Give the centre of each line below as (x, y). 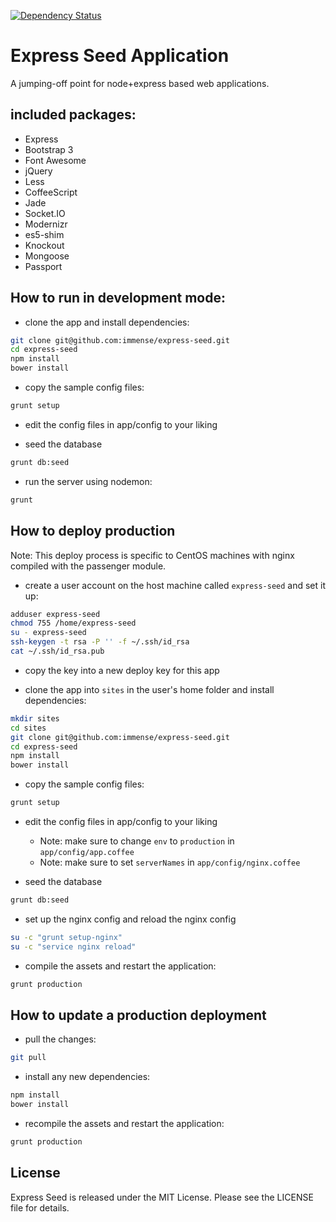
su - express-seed (48, 633)
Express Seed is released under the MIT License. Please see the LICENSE (162, 1197)
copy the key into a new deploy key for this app (122, 670)
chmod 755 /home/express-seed (73, 623)
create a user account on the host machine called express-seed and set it (175, 585)
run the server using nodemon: (88, 481)
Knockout (44, 245)
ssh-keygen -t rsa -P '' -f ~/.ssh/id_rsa (100, 642)
